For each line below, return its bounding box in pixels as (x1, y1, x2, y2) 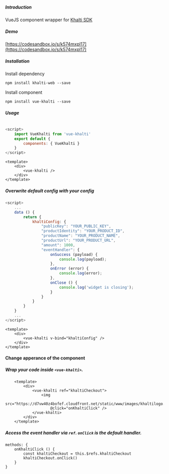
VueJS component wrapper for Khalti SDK (5, 17, 93, 23)
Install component (5, 89, 43, 95)
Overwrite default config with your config (5, 187, 95, 194)
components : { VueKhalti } (23, 141, 80, 146)
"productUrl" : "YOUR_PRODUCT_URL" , (41, 238, 116, 243)
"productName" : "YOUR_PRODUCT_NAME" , (41, 233, 121, 238)
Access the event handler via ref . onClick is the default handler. (5, 430, 142, 436)
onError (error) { (50, 266, 89, 271)
